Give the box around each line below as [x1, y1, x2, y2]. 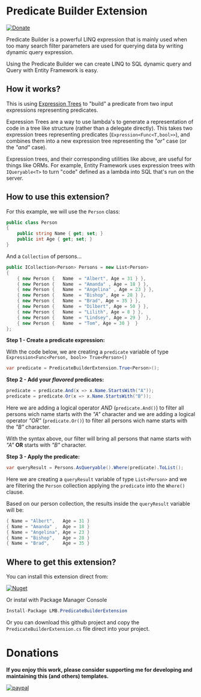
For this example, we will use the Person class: [6, 207, 121, 215]
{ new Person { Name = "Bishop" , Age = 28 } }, [17, 292, 146, 298]
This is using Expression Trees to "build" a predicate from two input [6, 100, 173, 107]
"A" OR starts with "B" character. [6, 441, 87, 449]
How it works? [6, 84, 61, 94]
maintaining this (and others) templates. [6, 672, 109, 680]
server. [6, 174, 24, 182]
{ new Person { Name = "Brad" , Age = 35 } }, [17, 298, 141, 304]
